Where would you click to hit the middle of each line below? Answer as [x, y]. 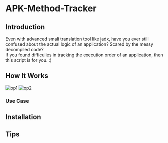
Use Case [17, 101]
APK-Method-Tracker [51, 9]
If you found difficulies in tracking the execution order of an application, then [84, 55]
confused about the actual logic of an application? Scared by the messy [79, 44]
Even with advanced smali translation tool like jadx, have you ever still [77, 39]
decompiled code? [24, 50]
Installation [23, 117]
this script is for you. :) [28, 60]
